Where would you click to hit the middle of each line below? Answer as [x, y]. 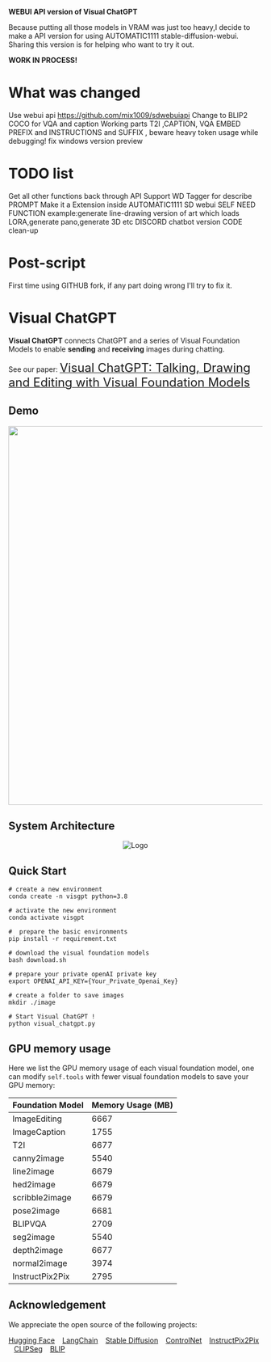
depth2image [38, 1250]
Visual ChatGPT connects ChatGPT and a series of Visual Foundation [124, 340]
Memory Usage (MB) [132, 1105]
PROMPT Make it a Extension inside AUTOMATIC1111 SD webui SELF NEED [132, 205]
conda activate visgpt [46, 918]
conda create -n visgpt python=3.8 [68, 896]
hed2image [34, 1185]
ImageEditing [38, 1119]
